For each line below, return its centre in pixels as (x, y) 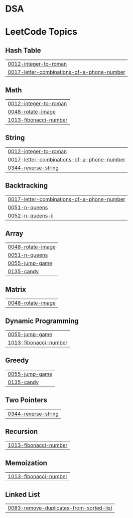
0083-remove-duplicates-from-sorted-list (60, 508)
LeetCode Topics (41, 32)
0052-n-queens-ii (31, 216)
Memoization (26, 463)
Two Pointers (26, 400)
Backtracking (27, 186)
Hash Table (23, 50)
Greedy (17, 361)
